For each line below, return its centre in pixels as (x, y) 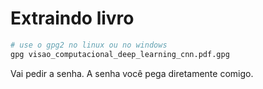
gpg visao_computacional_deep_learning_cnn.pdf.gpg (120, 54)
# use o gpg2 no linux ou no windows (89, 45)
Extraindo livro (72, 18)
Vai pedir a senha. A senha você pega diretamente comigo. (132, 73)
